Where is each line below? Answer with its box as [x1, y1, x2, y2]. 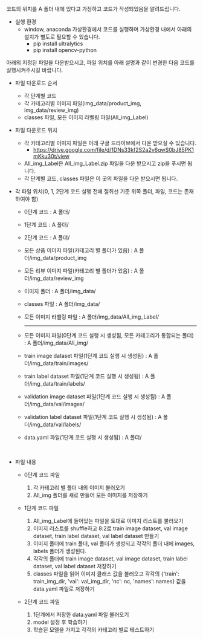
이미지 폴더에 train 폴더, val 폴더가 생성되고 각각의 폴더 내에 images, [33, 540, 195, 547]
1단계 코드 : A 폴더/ [24, 221, 69, 228]
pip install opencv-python [33, 47, 97, 53]
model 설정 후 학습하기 [33, 618, 88, 626]
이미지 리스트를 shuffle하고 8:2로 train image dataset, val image [33, 525, 188, 532]
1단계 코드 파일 [24, 504, 59, 511]
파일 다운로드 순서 [14, 79, 57, 86]
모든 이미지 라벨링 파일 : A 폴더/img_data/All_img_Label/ [24, 313, 159, 320]
